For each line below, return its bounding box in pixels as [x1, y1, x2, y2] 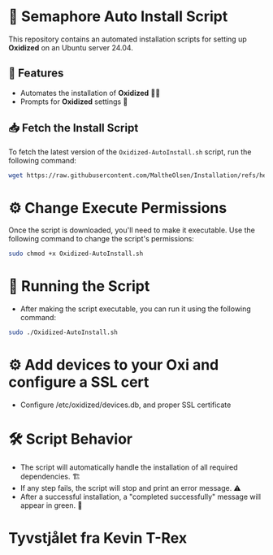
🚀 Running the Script [8, 277, 150, 296]
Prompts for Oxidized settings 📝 [19, 97, 128, 106]
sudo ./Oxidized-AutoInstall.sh [8, 328, 118, 336]
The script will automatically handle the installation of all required [19, 462, 238, 472]
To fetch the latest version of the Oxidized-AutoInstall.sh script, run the [8, 146, 252, 157]
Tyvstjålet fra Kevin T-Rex [8, 529, 188, 548]
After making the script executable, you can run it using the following [19, 304, 252, 314]
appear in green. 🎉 [19, 500, 83, 510]
